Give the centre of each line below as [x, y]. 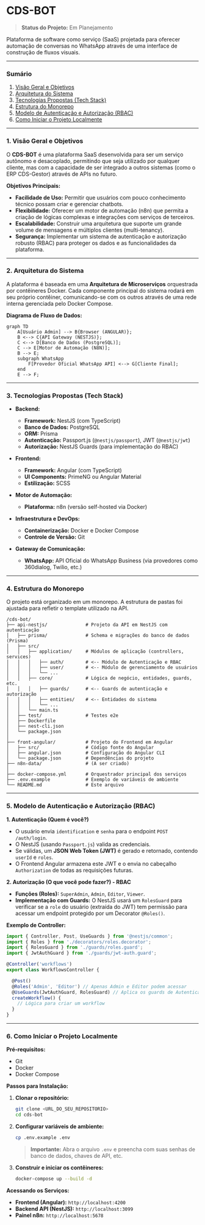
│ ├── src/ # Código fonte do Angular [80, 748]
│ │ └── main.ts [33, 710]
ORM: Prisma [41, 434]
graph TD [17, 326]
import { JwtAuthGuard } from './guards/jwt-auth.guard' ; [81, 953]
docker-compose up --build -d [54, 1179]
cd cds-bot [29, 1115]
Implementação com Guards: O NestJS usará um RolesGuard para [99, 900]
